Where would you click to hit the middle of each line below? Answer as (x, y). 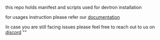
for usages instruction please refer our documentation (63, 17)
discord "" (16, 32)
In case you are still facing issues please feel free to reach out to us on (80, 27)
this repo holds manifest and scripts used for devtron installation (74, 7)
